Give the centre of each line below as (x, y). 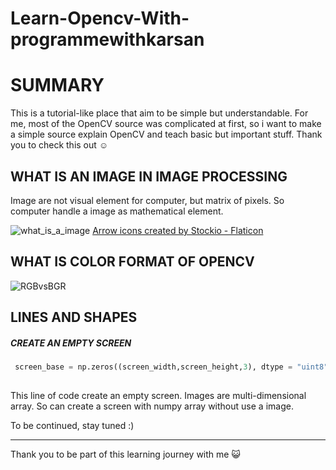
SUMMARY (57, 85)
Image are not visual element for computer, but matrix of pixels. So (147, 200)
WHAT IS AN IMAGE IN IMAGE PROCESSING (149, 176)
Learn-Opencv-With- (100, 18)
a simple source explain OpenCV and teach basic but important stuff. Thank (166, 134)
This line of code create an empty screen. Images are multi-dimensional (158, 395)
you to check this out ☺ (59, 145)
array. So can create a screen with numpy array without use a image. (152, 406)
